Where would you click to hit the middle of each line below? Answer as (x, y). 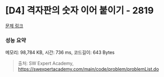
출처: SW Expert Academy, (46, 63)
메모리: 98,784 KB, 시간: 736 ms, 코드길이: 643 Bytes (60, 52)
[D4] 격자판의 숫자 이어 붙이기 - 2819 (79, 11)
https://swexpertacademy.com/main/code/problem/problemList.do (88, 69)
